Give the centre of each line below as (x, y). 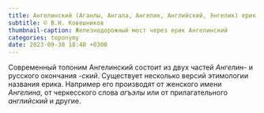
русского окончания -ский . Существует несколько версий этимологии (128, 76)
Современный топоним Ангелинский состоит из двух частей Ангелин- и (130, 67)
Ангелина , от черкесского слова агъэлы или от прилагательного (118, 92)
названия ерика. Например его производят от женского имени (115, 85)
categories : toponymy (44, 38)
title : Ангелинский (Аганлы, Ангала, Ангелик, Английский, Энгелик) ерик (132, 15)
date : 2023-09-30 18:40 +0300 (58, 45)
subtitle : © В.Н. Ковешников (56, 23)
